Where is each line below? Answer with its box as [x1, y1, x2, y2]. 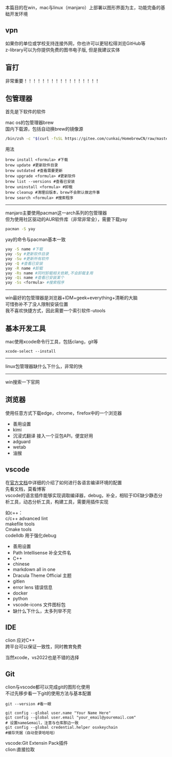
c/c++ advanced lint [5, 515, 48, 521]
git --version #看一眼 [5, 702, 52, 707]
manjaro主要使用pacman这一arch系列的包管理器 [5, 210, 107, 216]
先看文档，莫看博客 [5, 486, 46, 492]
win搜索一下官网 [5, 379, 40, 385]
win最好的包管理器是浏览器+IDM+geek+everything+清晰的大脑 [5, 295, 138, 301]
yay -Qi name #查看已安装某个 [5, 275, 64, 280]
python [12, 595, 28, 601]
